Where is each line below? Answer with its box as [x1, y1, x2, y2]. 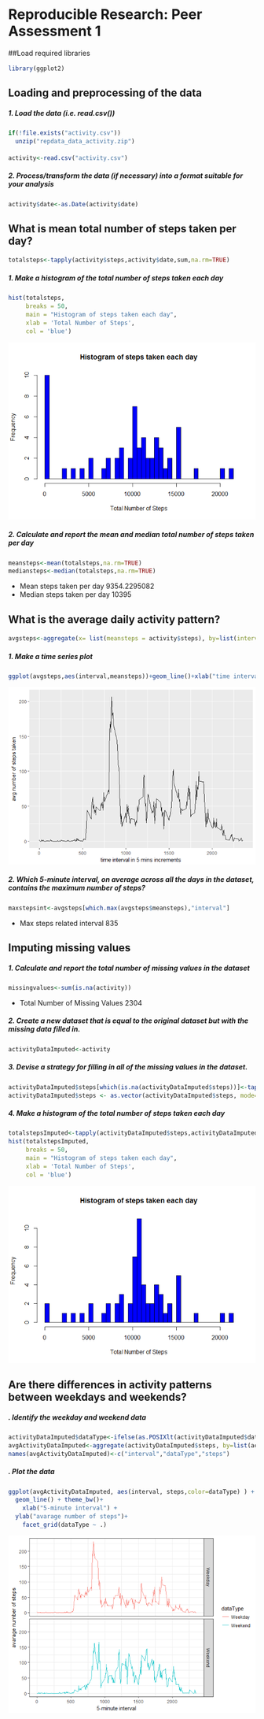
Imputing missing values [8, 941, 131, 954]
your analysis [8, 180, 54, 189]
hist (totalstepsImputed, [8, 1138, 90, 1146]
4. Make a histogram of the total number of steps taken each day [8, 1109, 225, 1118]
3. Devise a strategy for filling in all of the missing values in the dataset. [8, 1062, 248, 1072]
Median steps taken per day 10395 [19, 590, 132, 599]
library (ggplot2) [8, 65, 65, 72]
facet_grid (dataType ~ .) [22, 1521, 108, 1529]
